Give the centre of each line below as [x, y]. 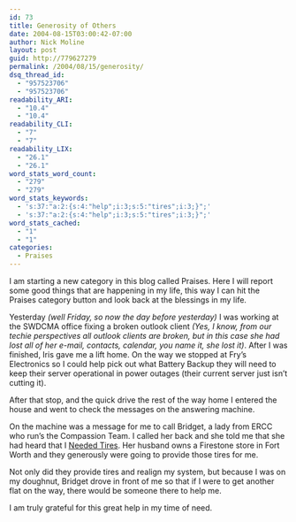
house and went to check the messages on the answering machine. [132, 409]
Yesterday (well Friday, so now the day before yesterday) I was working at [144, 317]
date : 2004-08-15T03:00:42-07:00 [71, 34]
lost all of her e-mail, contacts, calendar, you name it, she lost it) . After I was [148, 345]
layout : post [33, 50]
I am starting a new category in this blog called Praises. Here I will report [141, 281]
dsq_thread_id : [37, 75]
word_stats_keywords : [49, 199]
